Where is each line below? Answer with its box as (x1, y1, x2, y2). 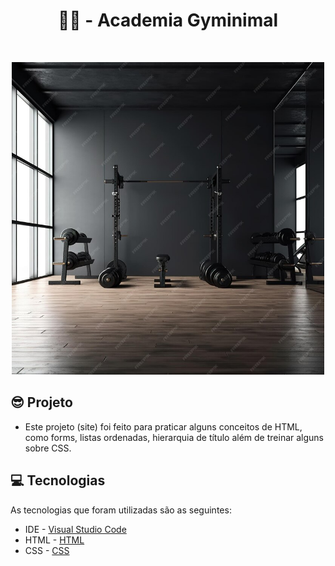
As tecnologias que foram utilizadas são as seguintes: (10, 504, 232, 516)
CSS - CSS (24, 544, 70, 556)
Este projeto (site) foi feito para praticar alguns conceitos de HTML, (24, 420, 303, 433)
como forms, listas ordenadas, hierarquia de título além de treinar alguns (24, 431, 325, 443)
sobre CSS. (24, 442, 72, 454)
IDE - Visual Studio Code (24, 523, 127, 535)
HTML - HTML (24, 534, 85, 546)
